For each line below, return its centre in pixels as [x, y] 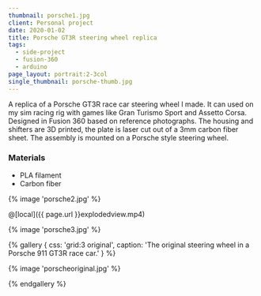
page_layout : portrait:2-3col [58, 74]
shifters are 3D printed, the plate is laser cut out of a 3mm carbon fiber [123, 129]
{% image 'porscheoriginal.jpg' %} [64, 268]
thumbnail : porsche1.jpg [49, 15]
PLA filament [40, 175]
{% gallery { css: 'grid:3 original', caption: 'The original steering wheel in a [129, 245]
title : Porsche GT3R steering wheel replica [83, 37]
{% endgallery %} [38, 283]
